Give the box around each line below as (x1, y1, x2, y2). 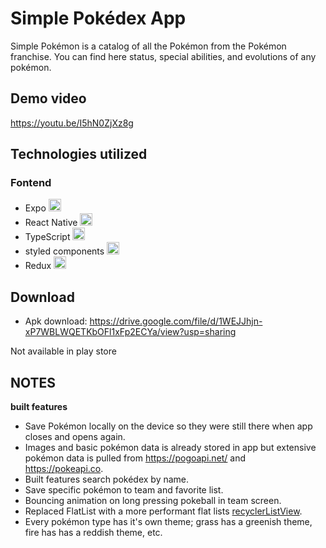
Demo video (10, 90, 87, 107)
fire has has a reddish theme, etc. (24, 527, 163, 539)
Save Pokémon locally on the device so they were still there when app (24, 420, 313, 432)
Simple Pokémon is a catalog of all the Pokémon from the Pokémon (10, 40, 287, 52)
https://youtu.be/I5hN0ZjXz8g (10, 117, 134, 129)
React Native (24, 217, 78, 229)
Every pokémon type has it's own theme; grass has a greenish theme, (24, 516, 313, 528)
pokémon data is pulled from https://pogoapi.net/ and (24, 452, 247, 464)
